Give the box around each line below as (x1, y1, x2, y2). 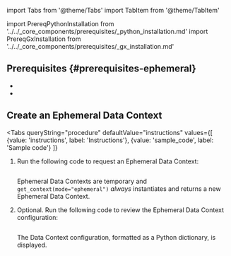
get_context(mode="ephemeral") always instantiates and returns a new (16, 184, 221, 193)
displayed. (16, 240, 47, 249)
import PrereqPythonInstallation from (6, 20, 114, 28)
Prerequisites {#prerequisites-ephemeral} (6, 63, 197, 75)
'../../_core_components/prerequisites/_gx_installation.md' (6, 42, 174, 50)
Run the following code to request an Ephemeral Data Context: (16, 157, 199, 165)
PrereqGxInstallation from (6, 35, 82, 43)
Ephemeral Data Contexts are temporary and (16, 177, 148, 185)
